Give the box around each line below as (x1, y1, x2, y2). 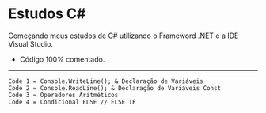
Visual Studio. (8, 39, 54, 48)
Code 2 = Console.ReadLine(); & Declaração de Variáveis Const (8, 84, 222, 92)
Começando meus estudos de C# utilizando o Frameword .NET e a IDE (8, 31, 239, 40)
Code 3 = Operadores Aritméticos (8, 91, 119, 99)
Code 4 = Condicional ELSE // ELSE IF (8, 98, 136, 106)
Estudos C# (8, 5, 86, 23)
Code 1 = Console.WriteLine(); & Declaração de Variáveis (8, 77, 203, 85)
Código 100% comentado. (19, 55, 105, 64)
